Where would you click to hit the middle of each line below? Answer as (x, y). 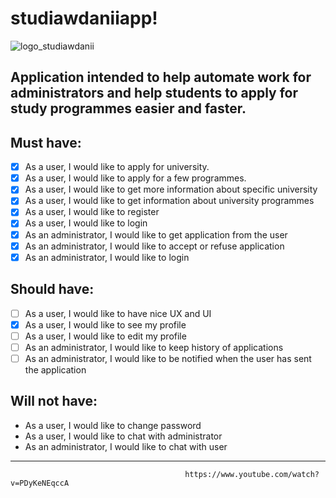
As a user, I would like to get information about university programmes (169, 201)
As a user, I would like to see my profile (105, 324)
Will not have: (54, 401)
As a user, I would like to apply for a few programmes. (135, 178)
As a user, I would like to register (92, 212)
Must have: (46, 142)
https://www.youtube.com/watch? (252, 474)
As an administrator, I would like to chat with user (126, 446)
